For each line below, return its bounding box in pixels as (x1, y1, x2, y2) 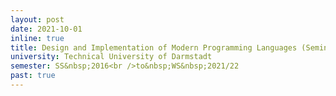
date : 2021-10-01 (10, 24, 83, 34)
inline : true (10, 33, 65, 43)
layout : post (10, 14, 65, 25)
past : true (10, 71, 56, 81)
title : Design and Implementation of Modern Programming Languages (10, 42, 298, 53)
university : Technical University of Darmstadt (10, 52, 213, 62)
